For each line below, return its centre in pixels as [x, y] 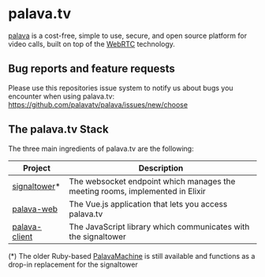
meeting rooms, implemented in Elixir [138, 191]
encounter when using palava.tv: [62, 96]
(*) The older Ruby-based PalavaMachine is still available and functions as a [132, 256]
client [22, 236]
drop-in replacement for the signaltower [73, 264]
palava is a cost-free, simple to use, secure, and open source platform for [127, 36]
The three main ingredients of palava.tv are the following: [101, 148]
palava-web [35, 208]
